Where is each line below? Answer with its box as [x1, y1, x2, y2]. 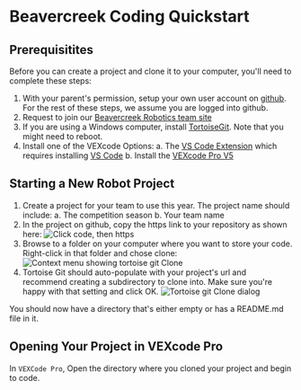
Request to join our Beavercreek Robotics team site [22, 112, 213, 122]
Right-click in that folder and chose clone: [22, 247, 178, 258]
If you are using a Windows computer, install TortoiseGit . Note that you [22, 121, 285, 132]
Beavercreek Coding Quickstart [9, 6, 250, 27]
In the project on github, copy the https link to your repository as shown [22, 218, 288, 230]
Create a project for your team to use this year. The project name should [22, 199, 290, 210]
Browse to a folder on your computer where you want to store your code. [22, 238, 293, 249]
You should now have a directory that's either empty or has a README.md [9, 303, 285, 314]
